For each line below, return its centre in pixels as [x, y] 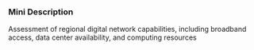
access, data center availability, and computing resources [102, 37]
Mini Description [41, 12]
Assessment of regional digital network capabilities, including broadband [127, 29]
